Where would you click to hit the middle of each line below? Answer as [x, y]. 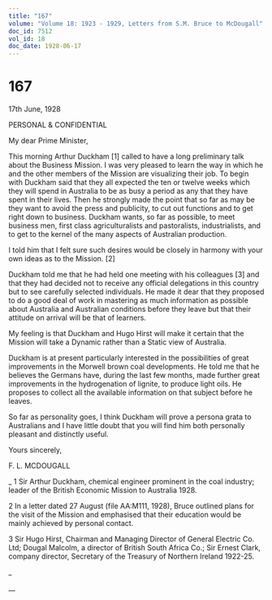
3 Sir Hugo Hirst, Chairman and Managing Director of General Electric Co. [132, 539]
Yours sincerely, [35, 450]
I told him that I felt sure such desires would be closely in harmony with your [136, 250]
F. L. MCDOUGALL [39, 466]
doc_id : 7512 [30, 31]
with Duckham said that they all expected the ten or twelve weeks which [129, 182]
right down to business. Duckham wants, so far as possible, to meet [122, 217]
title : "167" [30, 16]
